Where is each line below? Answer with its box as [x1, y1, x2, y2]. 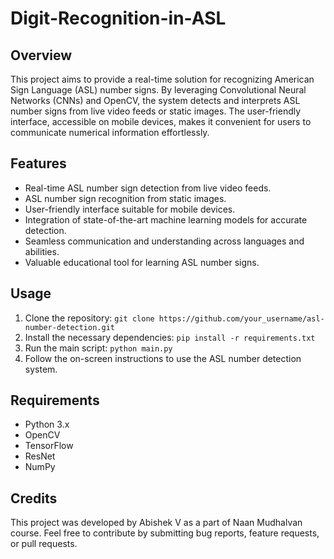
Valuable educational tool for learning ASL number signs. [24, 256, 260, 268]
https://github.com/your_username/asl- [158, 313, 325, 324]
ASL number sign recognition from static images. [24, 192, 227, 204]
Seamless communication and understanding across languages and [24, 235, 305, 247]
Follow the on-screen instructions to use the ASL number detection [24, 352, 302, 364]
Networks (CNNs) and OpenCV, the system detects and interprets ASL [10, 95, 301, 106]
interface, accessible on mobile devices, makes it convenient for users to [10, 116, 312, 127]
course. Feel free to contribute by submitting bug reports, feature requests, [10, 527, 320, 539]
